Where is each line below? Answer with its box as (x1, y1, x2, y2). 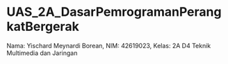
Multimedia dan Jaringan (6, 49, 78, 57)
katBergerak (6, 19, 79, 34)
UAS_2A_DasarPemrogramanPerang (6, 4, 222, 20)
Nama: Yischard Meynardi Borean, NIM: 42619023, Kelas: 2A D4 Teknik (6, 41, 211, 50)
